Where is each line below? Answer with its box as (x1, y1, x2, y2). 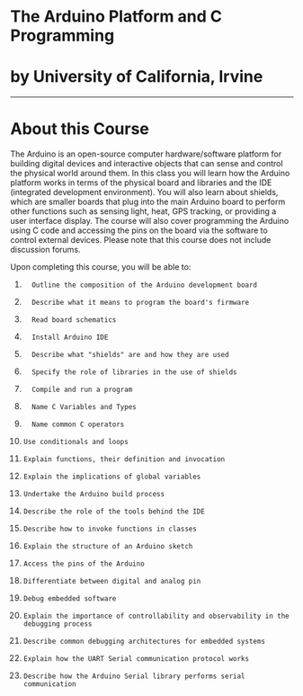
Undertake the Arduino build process (22, 490, 165, 499)
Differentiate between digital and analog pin (22, 577, 201, 586)
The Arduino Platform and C (10, 6, 223, 27)
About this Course (10, 119, 149, 139)
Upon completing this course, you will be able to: (10, 262, 192, 272)
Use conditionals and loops (22, 438, 129, 447)
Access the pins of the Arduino (22, 559, 145, 568)
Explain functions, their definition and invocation (22, 455, 226, 464)
